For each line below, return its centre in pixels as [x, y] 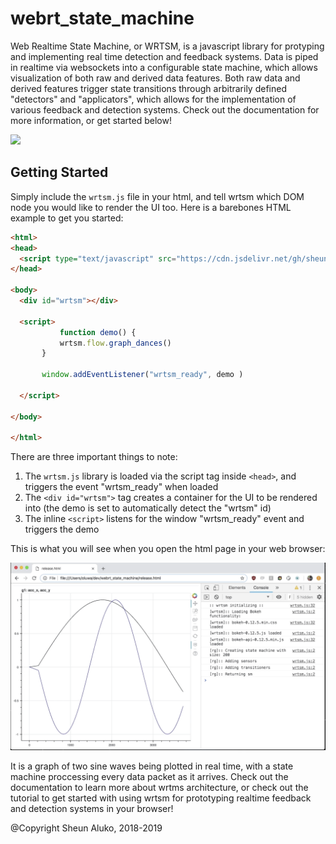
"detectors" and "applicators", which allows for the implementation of [153, 99]
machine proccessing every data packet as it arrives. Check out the [149, 777]
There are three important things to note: [94, 457]
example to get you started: [67, 218]
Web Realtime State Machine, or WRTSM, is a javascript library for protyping [167, 46]
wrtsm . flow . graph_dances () [115, 343]
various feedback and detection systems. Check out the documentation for [165, 109]
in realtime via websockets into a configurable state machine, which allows [164, 67]
